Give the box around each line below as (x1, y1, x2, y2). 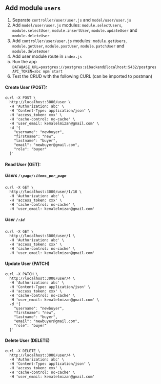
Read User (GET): (5, 161, 41, 167)
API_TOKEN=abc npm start (12, 69, 63, 74)
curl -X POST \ (5, 96, 36, 100)
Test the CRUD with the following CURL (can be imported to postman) (12, 73, 153, 79)
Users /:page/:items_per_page (5, 172, 67, 178)
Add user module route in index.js (12, 53, 82, 59)
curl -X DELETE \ (5, 348, 40, 353)
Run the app (12, 58, 37, 64)
